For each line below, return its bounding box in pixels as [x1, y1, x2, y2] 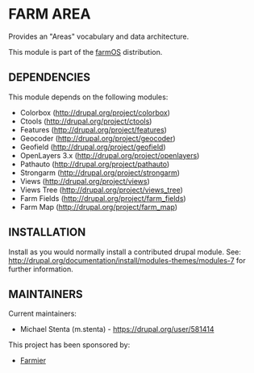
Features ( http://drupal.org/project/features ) [19, 124, 168, 134]
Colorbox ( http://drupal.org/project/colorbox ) [19, 107, 171, 117]
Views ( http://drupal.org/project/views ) [19, 176, 151, 186]
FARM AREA [8, 5, 91, 23]
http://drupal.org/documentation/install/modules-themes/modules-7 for [8, 255, 246, 265]
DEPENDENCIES [8, 70, 91, 85]
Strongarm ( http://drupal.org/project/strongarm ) [19, 167, 180, 178]
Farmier [19, 356, 47, 366]
